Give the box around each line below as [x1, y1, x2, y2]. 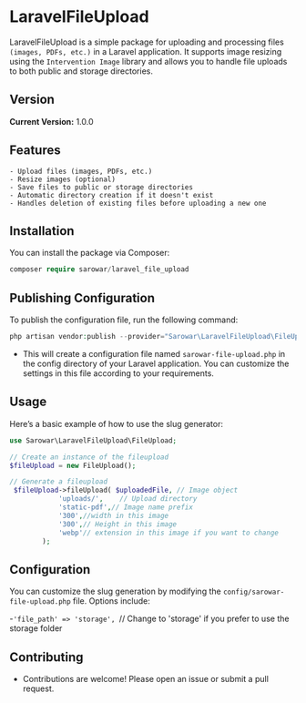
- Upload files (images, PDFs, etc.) [9, 167, 153, 176]
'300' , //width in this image [57, 511, 169, 520]
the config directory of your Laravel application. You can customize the [22, 358, 290, 369]
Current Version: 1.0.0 [9, 116, 94, 127]
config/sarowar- [222, 587, 285, 597]
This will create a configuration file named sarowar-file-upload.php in [22, 348, 286, 359]
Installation [9, 223, 75, 239]
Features [9, 143, 61, 158]
